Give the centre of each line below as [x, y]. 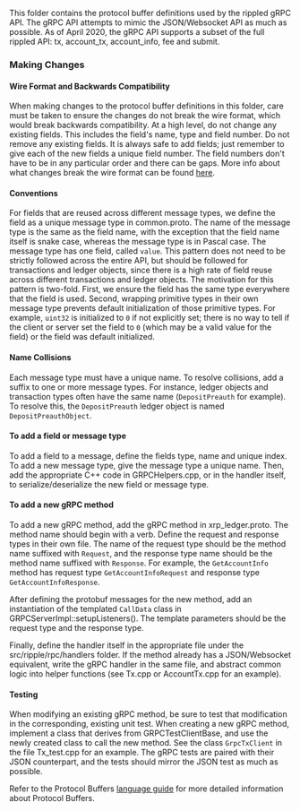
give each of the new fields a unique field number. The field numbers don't [147, 154]
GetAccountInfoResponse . [55, 582]
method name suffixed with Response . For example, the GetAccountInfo [139, 563]
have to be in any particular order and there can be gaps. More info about [145, 163]
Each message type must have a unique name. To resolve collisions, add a [146, 377]
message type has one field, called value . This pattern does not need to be [148, 251]
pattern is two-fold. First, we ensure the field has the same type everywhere [150, 289]
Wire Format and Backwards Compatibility [90, 86]
